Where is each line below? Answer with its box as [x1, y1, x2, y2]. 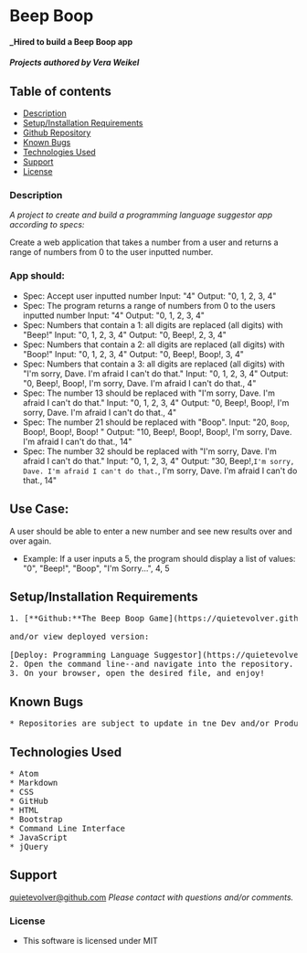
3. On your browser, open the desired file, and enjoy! [9, 668, 265, 679]
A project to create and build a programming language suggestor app [9, 209, 273, 220]
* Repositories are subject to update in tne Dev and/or [9, 718, 270, 729]
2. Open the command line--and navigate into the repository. [9, 659, 294, 670]
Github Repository [22, 127, 91, 138]
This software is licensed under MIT [22, 936, 158, 947]
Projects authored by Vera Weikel [9, 57, 140, 69]
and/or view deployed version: [9, 631, 150, 642]
